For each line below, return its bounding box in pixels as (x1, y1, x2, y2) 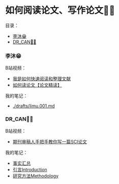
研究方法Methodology (12, 173, 59, 179)
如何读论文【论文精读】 (12, 82, 62, 88)
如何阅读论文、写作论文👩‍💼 (5, 5, 115, 16)
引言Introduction (12, 166, 47, 172)
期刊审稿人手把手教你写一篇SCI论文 (12, 138, 87, 144)
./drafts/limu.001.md (12, 103, 55, 109)
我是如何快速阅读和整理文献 (12, 76, 71, 82)
